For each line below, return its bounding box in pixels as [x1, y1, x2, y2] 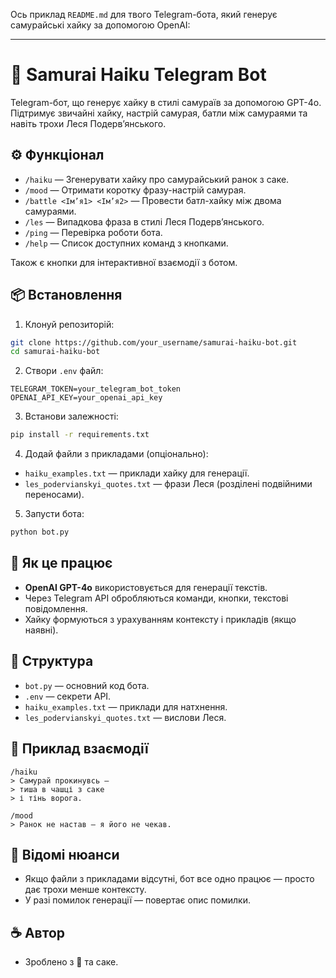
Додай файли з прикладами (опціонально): [24, 448, 209, 460]
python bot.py [10, 527, 70, 538]
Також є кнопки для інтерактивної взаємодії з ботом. [10, 256, 238, 268]
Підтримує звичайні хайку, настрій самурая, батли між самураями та [10, 107, 308, 119]
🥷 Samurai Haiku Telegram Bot [10, 64, 267, 86]
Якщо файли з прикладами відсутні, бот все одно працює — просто [24, 873, 315, 885]
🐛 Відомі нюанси [10, 846, 120, 863]
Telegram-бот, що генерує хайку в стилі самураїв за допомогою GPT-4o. [10, 96, 322, 108]
